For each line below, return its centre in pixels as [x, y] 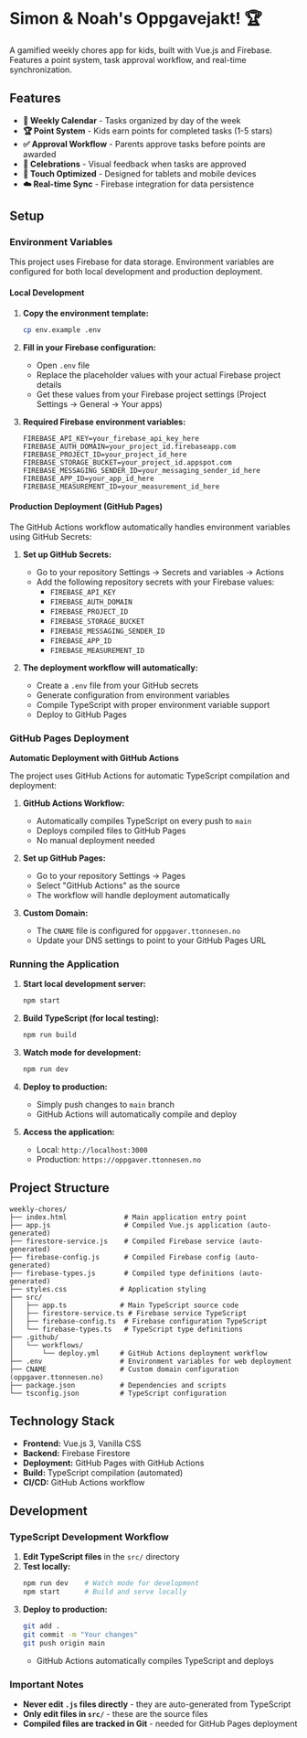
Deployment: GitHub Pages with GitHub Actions [113, 1463]
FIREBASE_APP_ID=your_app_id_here [88, 478]
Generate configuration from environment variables [133, 695]
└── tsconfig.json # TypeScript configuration [118, 1393]
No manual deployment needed [95, 841]
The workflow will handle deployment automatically [133, 896]
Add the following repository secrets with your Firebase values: [155, 582]
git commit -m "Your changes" [80, 1635]
